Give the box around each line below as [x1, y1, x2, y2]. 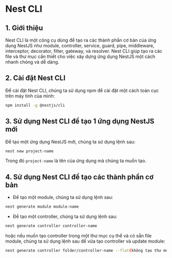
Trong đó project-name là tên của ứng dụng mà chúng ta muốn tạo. [5, 157, 147, 164]
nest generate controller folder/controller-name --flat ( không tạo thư [5, 248, 161, 253]
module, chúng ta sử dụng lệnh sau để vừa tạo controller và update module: [5, 238, 165, 244]
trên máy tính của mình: [5, 93, 55, 99]
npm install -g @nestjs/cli [5, 103, 66, 108]
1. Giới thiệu [5, 24, 44, 32]
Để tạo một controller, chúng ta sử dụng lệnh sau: [12, 213, 118, 220]
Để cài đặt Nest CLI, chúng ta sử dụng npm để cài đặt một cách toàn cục [5, 87, 159, 93]
